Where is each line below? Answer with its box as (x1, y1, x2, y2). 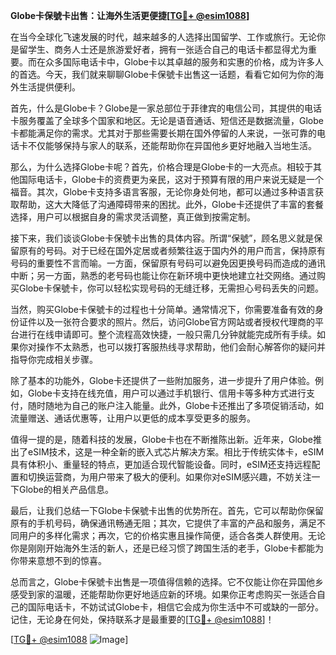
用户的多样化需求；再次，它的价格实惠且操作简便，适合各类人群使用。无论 (18, 530, 326, 541)
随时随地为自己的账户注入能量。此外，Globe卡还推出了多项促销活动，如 (27, 400, 324, 411)
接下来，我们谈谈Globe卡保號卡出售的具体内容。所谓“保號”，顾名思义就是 (10, 232, 315, 244)
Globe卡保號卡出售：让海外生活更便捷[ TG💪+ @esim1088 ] (10, 10, 250, 21)
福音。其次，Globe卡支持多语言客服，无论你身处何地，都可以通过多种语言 (10, 186, 315, 198)
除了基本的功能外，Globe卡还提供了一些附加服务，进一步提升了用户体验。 (10, 375, 315, 386)
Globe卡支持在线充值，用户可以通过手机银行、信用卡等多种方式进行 (27, 387, 307, 399)
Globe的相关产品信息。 (18, 484, 114, 495)
